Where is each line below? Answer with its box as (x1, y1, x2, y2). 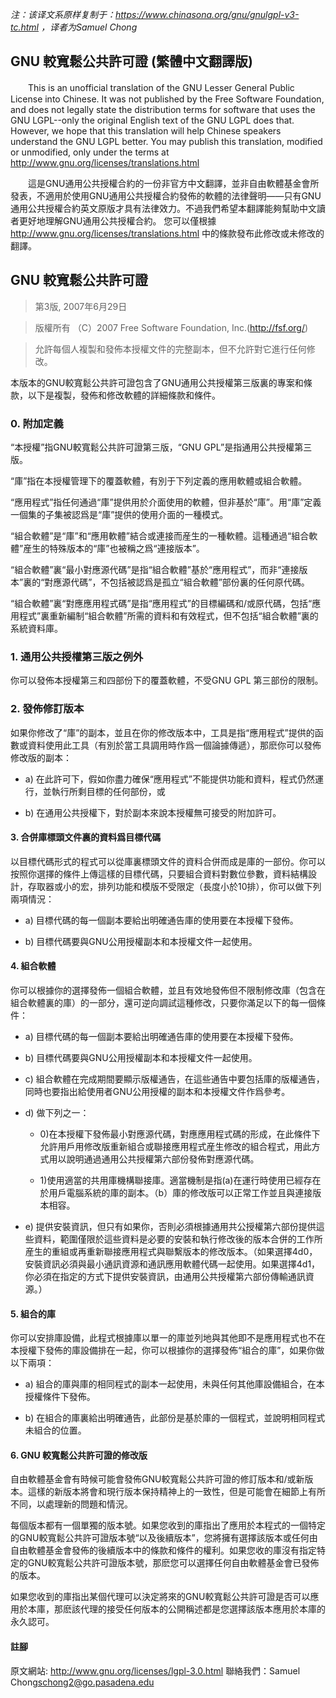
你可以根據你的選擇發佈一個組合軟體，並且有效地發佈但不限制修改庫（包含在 (10, 984, 326, 996)
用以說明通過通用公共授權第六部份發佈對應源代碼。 (48, 1153, 260, 1165)
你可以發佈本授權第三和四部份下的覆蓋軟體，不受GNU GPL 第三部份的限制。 (10, 674, 324, 687)
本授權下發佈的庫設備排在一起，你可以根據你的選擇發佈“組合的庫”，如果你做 (10, 1344, 325, 1357)
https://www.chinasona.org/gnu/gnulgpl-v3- (115, 9, 300, 20)
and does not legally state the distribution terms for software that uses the (10, 103, 316, 115)
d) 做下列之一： (24, 1106, 90, 1118)
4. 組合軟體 (10, 960, 57, 972)
